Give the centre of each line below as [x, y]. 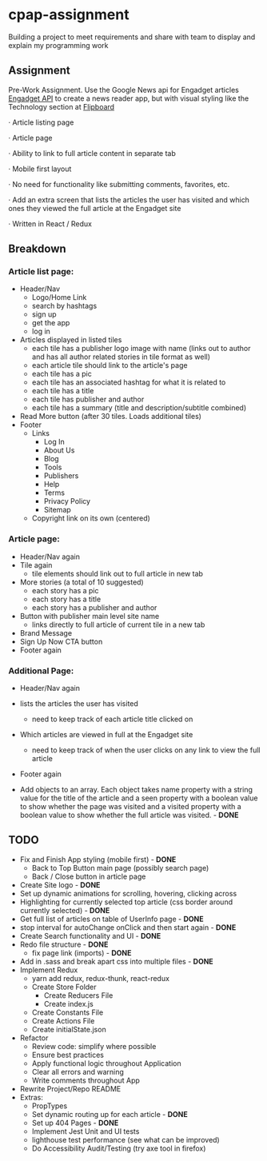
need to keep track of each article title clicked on [112, 719]
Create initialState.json [69, 1029]
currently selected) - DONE [65, 910]
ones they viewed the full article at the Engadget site [95, 208]
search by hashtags [64, 306]
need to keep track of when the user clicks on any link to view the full [146, 750]
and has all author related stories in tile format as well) [121, 357]
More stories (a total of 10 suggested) [82, 582]
